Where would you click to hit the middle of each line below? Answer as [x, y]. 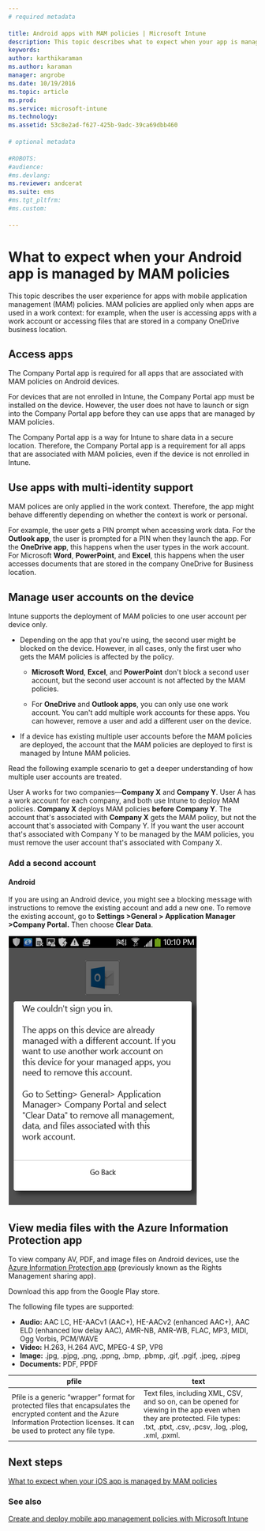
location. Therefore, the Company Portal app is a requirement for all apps [127, 446]
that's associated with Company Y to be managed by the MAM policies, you [131, 834]
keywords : [24, 50]
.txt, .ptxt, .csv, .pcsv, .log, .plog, [196, 1427]
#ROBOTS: [22, 158]
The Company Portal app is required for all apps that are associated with [126, 373]
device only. [28, 624]
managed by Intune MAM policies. [75, 753]
